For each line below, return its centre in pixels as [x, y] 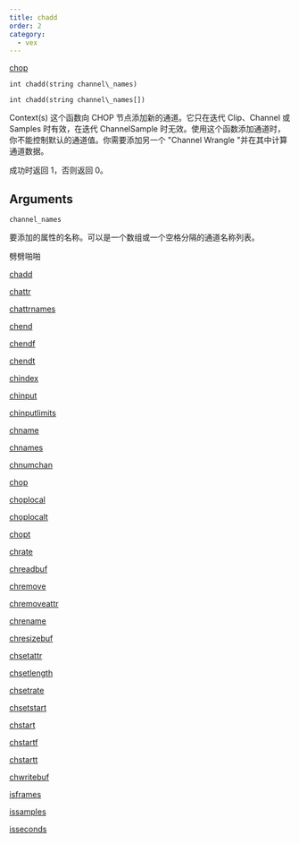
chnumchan [31, 465]
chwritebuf [29, 777]
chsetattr [26, 656]
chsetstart [28, 708]
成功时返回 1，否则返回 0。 [59, 170]
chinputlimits [33, 413]
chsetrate [27, 691]
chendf [22, 344]
